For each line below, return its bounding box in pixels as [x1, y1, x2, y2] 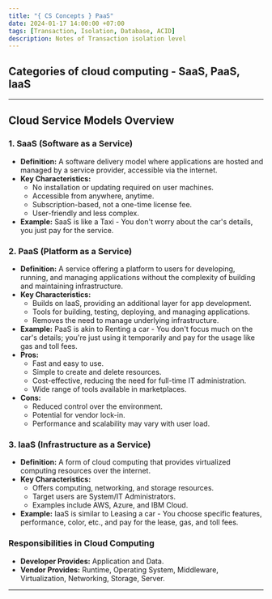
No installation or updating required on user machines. [32, 182, 215, 192]
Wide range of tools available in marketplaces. [32, 384, 187, 394]
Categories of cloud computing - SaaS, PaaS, [8, 64, 240, 78]
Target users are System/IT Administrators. [32, 491, 176, 502]
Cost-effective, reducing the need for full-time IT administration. [32, 376, 247, 385]
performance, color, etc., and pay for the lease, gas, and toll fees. [19, 517, 239, 527]
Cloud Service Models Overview [8, 114, 175, 128]
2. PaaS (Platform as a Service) [8, 245, 132, 257]
